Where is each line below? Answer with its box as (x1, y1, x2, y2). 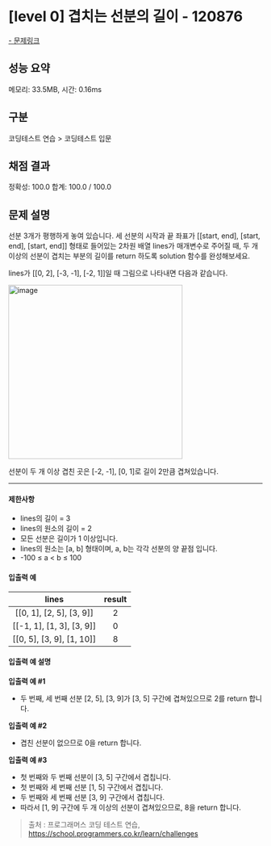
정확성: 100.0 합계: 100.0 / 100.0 (8, 182, 111, 192)
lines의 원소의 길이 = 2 (19, 524, 93, 534)
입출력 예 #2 (8, 720, 48, 731)
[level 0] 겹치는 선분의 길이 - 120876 (8, 7, 244, 26)
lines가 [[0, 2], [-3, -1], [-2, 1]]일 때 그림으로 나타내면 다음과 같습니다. (8, 268, 228, 279)
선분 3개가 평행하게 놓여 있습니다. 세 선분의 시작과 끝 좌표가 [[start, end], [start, (8, 231, 261, 241)
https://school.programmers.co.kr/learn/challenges (27, 828, 199, 838)
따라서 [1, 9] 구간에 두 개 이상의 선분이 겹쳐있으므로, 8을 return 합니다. (19, 802, 242, 812)
